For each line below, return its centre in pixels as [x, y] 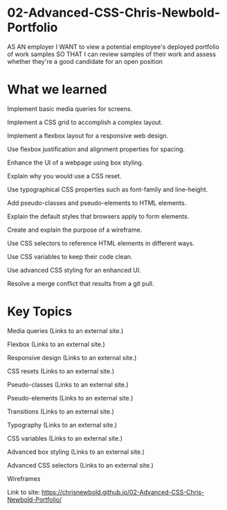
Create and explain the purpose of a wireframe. [75, 230]
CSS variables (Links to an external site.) [65, 438]
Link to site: [24, 492]
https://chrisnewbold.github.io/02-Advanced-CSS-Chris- [122, 492]
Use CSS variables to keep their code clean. [70, 256]
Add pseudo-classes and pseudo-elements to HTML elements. [97, 203]
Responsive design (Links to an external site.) [72, 357]
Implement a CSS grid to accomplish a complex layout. [85, 122]
